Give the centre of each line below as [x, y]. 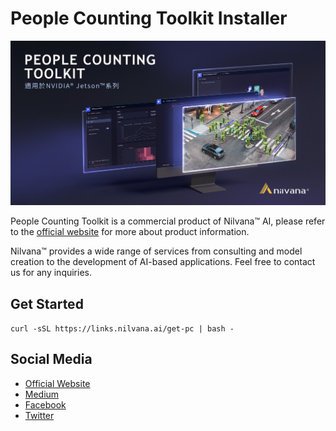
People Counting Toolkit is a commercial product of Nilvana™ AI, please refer [168, 221]
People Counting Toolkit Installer [149, 18]
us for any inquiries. [51, 273]
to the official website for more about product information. [130, 232]
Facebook [45, 404]
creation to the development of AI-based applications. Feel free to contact [163, 262]
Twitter [39, 415]
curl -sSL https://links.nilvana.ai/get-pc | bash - [122, 329]
